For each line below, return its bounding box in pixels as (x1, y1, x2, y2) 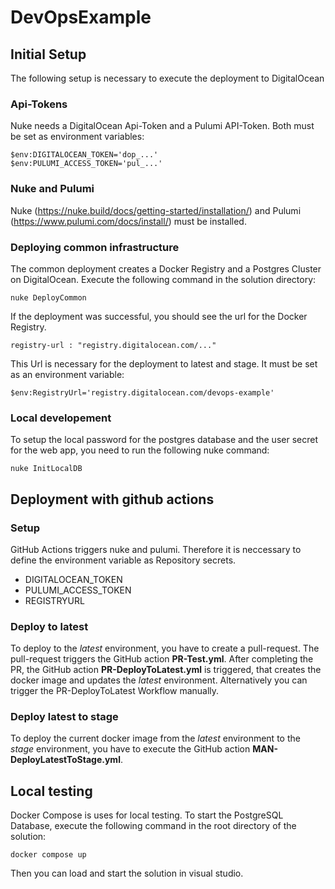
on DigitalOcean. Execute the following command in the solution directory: (10, 273, 317, 285)
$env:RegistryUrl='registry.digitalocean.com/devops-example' (10, 387, 275, 398)
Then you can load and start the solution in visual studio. (10, 867, 244, 880)
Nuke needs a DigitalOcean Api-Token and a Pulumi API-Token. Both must (10, 120, 315, 132)
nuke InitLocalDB (10, 464, 83, 474)
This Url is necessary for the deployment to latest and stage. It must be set (10, 357, 318, 370)
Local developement (10, 411, 112, 425)
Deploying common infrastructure (10, 240, 180, 254)
